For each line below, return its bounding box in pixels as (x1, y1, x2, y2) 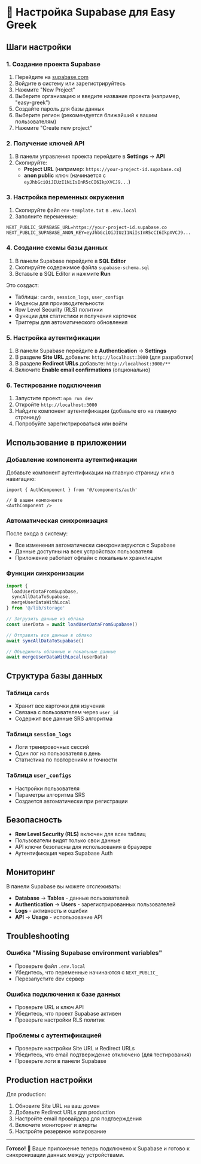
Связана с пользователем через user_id (14, 708, 118, 715)
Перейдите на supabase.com (14, 73, 89, 80)
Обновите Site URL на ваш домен (14, 1102, 100, 1110)
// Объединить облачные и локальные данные (6, 648, 117, 654)
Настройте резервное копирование (14, 1128, 106, 1135)
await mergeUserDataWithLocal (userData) (6, 654, 109, 660)
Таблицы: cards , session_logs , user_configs (14, 293, 124, 300)
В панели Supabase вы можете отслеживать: (6, 883, 121, 890)
